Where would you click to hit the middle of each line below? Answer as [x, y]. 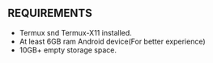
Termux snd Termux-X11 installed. [76, 32]
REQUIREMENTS [50, 13]
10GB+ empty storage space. [68, 50]
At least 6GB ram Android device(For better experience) [112, 41]
